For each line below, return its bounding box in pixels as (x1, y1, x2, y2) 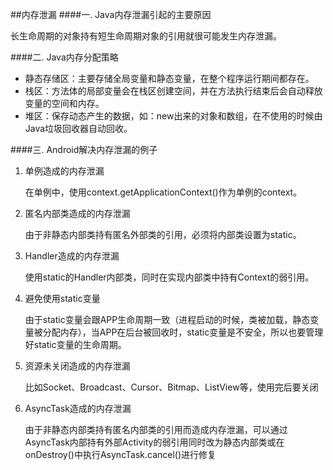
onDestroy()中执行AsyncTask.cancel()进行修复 (24, 449, 217, 460)
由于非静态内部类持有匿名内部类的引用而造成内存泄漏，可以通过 (24, 424, 288, 435)
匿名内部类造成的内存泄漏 (24, 208, 131, 219)
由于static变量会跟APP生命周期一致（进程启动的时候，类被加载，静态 (24, 314, 311, 325)
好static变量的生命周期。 (24, 339, 127, 350)
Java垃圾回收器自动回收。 (24, 123, 133, 134)
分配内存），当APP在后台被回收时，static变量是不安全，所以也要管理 (42, 326, 324, 338)
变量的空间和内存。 (24, 98, 105, 109)
